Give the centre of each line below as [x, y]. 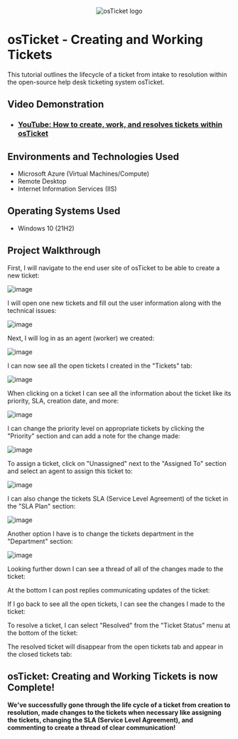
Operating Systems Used [64, 211]
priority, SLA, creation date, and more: [63, 400]
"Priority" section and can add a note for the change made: [94, 436]
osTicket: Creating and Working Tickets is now [113, 677]
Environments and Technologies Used [93, 156]
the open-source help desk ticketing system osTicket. [86, 82]
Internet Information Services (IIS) [67, 189]
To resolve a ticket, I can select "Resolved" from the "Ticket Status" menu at [119, 625]
